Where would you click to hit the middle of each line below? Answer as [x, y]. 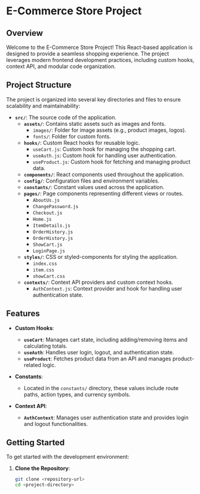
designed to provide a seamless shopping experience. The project [87, 54]
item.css [44, 270]
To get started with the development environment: [68, 457]
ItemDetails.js [51, 226]
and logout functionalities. [56, 424]
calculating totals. [45, 346]
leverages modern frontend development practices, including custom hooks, [100, 60]
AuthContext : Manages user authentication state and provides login [106, 417]
